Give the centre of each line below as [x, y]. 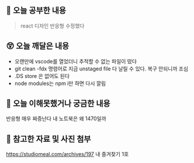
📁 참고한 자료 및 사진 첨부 [49, 139]
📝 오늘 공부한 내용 [36, 11]
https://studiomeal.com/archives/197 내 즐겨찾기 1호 [67, 154]
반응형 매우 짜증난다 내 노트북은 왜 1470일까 [56, 118]
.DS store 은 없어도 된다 [42, 76]
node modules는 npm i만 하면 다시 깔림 [60, 83]
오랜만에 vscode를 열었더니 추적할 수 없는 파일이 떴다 [76, 61]
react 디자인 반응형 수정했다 [52, 26]
